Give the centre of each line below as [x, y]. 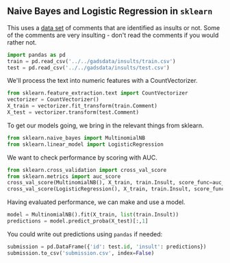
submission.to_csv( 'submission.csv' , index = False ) [81, 253]
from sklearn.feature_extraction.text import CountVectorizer [98, 93]
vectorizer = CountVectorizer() [53, 100]
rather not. [22, 42]
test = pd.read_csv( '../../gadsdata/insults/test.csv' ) [88, 68]
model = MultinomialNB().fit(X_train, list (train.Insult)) [93, 215]
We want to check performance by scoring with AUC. [82, 158]
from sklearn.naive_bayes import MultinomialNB [76, 138]
